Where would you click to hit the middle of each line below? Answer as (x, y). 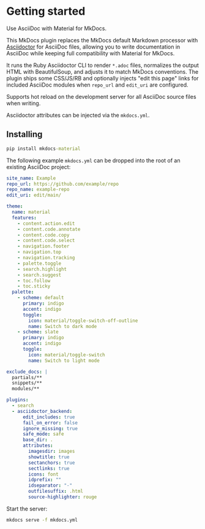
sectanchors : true (52, 463)
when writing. (24, 103)
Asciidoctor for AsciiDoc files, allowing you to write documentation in (93, 47)
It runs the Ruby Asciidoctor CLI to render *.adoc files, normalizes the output (102, 65)
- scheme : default (41, 298)
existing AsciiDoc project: (39, 167)
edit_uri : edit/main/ (34, 195)
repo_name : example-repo (38, 190)
